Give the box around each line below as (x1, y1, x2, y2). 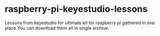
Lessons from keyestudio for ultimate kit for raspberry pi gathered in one (5, 20, 155, 26)
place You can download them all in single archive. (5, 25, 109, 31)
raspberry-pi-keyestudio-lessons (5, 3, 148, 15)
